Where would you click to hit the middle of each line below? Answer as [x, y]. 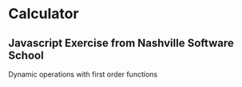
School [26, 55]
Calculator [44, 14]
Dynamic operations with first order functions [83, 74]
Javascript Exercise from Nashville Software [121, 43]
